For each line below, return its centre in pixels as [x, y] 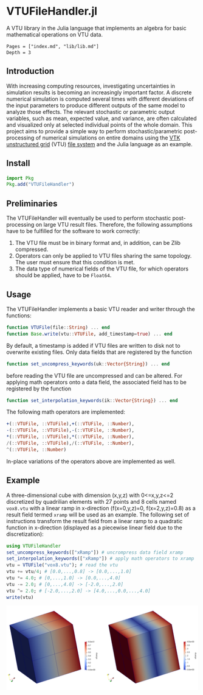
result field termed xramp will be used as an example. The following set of [98, 514]
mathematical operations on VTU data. [55, 34]
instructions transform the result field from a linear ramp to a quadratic [95, 521]
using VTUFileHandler [34, 546]
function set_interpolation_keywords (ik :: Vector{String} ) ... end [92, 400]
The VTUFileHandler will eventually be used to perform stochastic [89, 218]
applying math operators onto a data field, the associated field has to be [96, 382]
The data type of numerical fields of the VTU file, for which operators [102, 269]
